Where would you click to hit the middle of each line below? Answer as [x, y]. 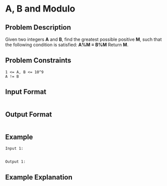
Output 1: [16, 162]
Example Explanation [39, 177]
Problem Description [38, 27]
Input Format [26, 92]
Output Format [29, 114]
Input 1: [14, 149]
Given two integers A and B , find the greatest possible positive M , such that [83, 39]
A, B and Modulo [40, 9]
